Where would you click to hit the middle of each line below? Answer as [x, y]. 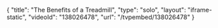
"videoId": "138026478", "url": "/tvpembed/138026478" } [111, 17]
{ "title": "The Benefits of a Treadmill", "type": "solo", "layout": [96, 10]
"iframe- [200, 10]
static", [17, 17]
